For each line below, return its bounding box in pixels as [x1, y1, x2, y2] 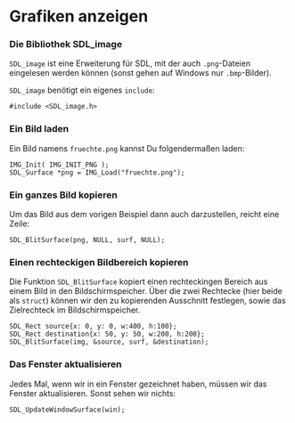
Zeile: [9, 218, 29, 229]
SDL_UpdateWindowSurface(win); [9, 405, 126, 414]
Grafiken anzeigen [9, 6, 149, 27]
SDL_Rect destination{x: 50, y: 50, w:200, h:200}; [9, 329, 205, 339]
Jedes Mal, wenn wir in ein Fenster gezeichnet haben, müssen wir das [9, 378, 267, 389]
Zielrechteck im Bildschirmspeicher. [9, 305, 141, 315]
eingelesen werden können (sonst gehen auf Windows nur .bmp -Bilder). [9, 68, 272, 78]
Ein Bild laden [9, 123, 70, 135]
